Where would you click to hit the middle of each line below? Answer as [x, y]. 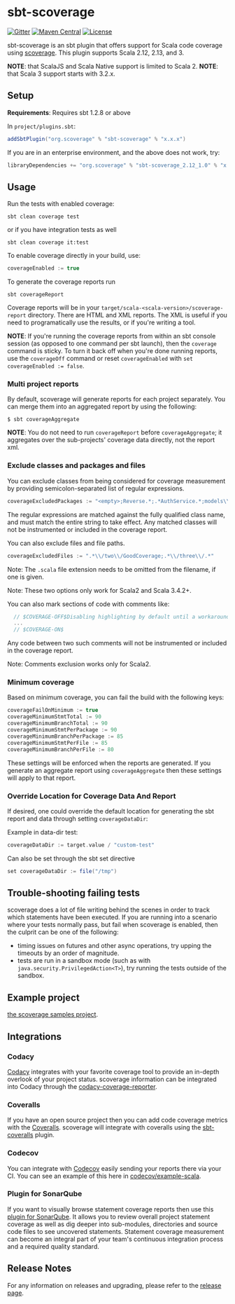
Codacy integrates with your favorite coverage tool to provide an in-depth [113, 1071]
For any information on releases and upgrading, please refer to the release [114, 1285]
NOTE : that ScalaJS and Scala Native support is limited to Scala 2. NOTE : [113, 66]
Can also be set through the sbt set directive [71, 858]
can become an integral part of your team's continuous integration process [115, 1239]
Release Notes [40, 1269]
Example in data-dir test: [43, 832]
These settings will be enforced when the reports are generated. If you [109, 763]
